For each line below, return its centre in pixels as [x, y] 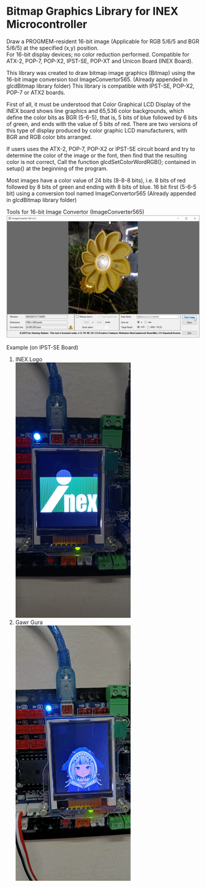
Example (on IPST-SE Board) [42, 348]
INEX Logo [29, 359]
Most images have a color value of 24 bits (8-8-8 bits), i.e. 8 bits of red [96, 180]
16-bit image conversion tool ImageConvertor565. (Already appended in [97, 79]
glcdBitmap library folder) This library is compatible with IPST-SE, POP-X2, [101, 86]
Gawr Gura [29, 622]
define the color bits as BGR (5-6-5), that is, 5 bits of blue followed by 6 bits [102, 117]
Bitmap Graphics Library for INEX [93, 11]
